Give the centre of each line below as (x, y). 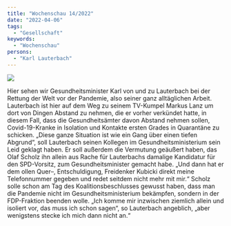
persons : (20, 52)
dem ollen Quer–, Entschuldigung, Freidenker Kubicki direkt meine (101, 171)
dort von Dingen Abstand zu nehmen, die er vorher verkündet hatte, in (107, 113)
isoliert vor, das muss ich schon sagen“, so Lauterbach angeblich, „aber (109, 208)
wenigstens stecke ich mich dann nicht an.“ (69, 215)
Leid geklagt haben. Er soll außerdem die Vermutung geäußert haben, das (112, 150)
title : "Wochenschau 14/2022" (51, 13)
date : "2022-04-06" (35, 20)
